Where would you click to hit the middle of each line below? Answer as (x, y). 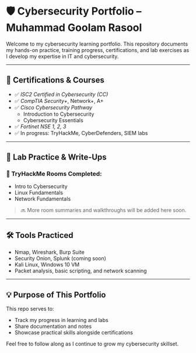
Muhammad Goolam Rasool (74, 28)
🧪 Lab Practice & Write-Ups (56, 158)
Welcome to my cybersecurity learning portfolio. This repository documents (97, 44)
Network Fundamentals (43, 199)
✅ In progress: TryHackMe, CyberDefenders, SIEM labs (81, 133)
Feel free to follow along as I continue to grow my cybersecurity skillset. (92, 344)
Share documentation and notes (53, 326)
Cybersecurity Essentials (53, 120)
